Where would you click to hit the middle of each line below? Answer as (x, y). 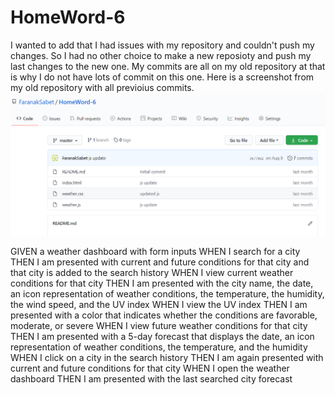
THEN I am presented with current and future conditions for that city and (160, 262)
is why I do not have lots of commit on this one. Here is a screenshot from (162, 77)
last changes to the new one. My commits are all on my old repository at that (168, 66)
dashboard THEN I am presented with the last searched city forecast (151, 378)
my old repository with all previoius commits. (102, 87)
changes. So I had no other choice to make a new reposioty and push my (161, 55)
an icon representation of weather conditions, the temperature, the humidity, (167, 293)
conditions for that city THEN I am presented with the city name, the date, (162, 283)
